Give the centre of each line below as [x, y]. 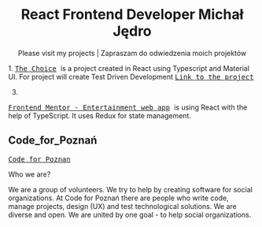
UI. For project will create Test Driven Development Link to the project [131, 76]
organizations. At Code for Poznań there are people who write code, [119, 198]
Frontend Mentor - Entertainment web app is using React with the [128, 107]
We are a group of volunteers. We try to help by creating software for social [131, 189]
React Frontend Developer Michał [132, 15]
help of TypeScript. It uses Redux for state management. [100, 115]
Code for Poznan [39, 159]
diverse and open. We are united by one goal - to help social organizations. [130, 214]
